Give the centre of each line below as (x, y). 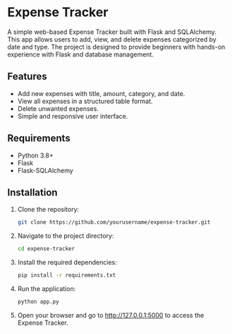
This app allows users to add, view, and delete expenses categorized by (112, 39)
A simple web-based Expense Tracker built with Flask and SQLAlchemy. (112, 32)
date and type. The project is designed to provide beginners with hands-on (116, 47)
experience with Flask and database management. (80, 54)
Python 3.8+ (36, 155)
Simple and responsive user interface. (73, 116)
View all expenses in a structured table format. (85, 101)
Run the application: (47, 289)
